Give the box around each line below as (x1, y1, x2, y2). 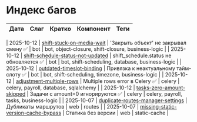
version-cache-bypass (6, 109, 62, 116)
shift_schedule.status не (112, 52, 172, 59)
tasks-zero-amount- (136, 84, 186, 91)
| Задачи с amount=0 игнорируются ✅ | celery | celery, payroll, (26, 90, 182, 97)
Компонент (76, 25, 111, 33)
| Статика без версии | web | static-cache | (62, 109, 169, 116)
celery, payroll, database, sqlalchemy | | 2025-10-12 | (6, 84, 135, 91)
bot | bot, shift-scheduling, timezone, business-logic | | (31, 71, 164, 78)
